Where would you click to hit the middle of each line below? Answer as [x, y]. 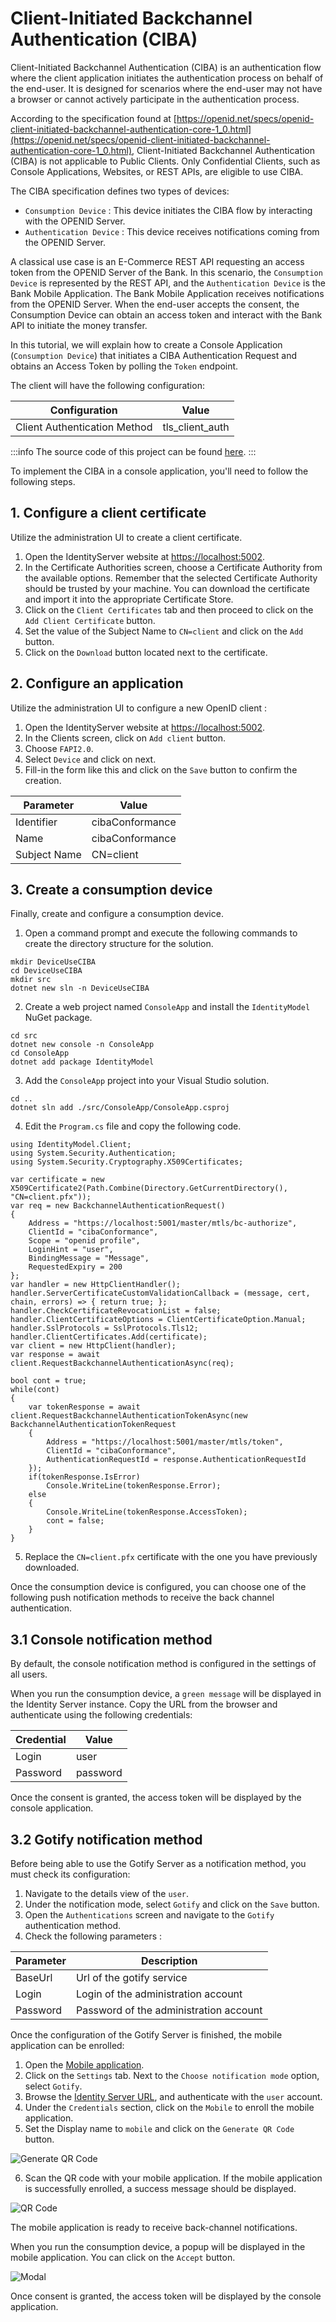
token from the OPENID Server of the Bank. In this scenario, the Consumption [166, 272]
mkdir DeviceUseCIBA [53, 962]
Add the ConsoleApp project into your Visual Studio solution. [147, 1081]
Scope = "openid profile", [84, 1241]
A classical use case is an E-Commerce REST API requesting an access [157, 261]
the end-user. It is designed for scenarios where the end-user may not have [166, 88]
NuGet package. [58, 1018]
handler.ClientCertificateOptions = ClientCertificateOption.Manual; [158, 1320]
